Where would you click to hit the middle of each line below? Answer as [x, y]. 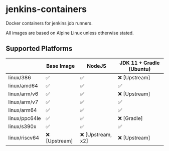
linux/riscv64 [24, 137]
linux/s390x [22, 126]
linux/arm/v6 [23, 94]
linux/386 [20, 77]
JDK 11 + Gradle [140, 63]
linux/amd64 [23, 85]
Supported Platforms [39, 49]
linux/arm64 [23, 110]
